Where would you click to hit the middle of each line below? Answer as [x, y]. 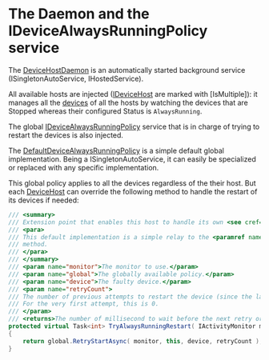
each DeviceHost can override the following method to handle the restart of [133, 191]
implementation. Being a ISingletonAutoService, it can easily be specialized [132, 159]
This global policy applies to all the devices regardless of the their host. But [132, 183]
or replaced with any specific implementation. [84, 167]
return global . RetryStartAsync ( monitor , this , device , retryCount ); [143, 341]
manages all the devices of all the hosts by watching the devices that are [128, 102]
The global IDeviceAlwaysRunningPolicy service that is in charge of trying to [134, 126]
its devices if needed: [44, 200]
